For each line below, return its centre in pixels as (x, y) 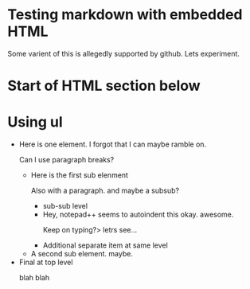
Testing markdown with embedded (125, 15)
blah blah (34, 278)
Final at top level (46, 262)
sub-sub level (65, 206)
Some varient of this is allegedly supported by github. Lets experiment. (124, 53)
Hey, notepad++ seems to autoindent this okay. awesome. (138, 215)
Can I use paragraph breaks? (66, 160)
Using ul (35, 122)
